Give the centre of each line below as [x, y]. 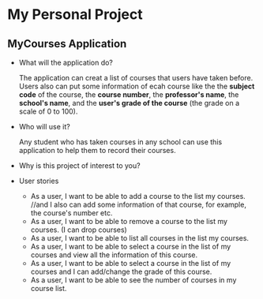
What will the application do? [66, 62]
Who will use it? [44, 127]
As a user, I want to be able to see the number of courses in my [133, 280]
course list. [49, 288]
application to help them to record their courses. [97, 150]
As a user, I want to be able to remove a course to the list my [129, 221]
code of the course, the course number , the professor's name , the [129, 95]
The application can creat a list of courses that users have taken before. [136, 78]
